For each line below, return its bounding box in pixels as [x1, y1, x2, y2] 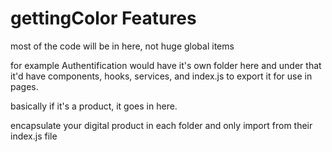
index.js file [10, 130, 58, 142]
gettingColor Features [10, 7, 197, 30]
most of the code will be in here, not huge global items [10, 40, 235, 52]
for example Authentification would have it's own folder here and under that [10, 59, 322, 71]
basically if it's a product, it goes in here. [10, 100, 178, 112]
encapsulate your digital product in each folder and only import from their [10, 119, 313, 131]
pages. [10, 80, 39, 92]
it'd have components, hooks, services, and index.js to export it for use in [10, 70, 313, 82]
